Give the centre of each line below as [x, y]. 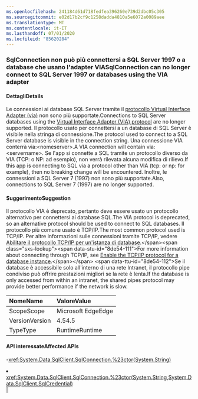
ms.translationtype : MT [35, 22]
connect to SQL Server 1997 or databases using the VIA [87, 74]
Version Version [30, 321]
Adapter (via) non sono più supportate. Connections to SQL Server [86, 115]
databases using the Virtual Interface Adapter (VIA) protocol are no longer [96, 122]
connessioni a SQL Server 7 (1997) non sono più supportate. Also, [85, 179]
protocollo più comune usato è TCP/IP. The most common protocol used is [96, 230]
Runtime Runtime [80, 330]
